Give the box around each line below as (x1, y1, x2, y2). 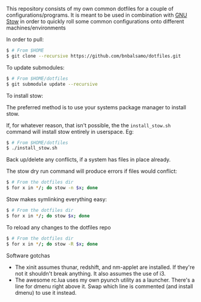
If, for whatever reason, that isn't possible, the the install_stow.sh (6, 121, 171, 128)
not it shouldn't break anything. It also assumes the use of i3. (14, 270, 166, 277)
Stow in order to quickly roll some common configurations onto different (6, 18, 184, 25)
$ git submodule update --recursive (6, 81, 98, 87)
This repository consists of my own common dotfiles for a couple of (6, 5, 174, 12)
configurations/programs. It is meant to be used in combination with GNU (6, 11, 187, 19)
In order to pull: (6, 36, 44, 43)
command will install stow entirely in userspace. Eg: (6, 128, 134, 135)
